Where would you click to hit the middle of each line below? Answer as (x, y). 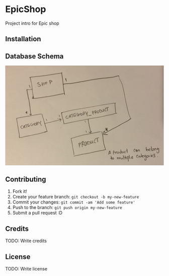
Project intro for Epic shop (32, 23)
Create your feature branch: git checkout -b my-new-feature (76, 197)
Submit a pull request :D (37, 213)
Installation (23, 39)
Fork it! (20, 191)
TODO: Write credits (26, 241)
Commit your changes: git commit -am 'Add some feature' (74, 202)
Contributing (26, 179)
